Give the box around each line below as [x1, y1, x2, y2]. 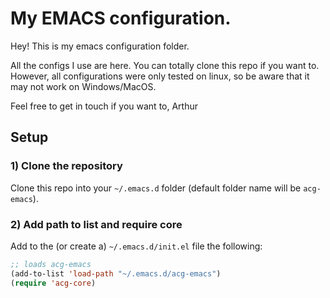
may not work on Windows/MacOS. [10, 80, 157, 92]
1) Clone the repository [10, 159, 123, 173]
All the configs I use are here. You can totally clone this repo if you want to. [10, 59, 320, 71]
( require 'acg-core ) [10, 278, 97, 288]
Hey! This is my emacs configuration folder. [10, 40, 190, 52]
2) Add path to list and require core [10, 217, 183, 231]
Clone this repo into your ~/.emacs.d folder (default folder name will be [10, 182, 302, 194]
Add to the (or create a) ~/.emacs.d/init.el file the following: [10, 240, 263, 252]
